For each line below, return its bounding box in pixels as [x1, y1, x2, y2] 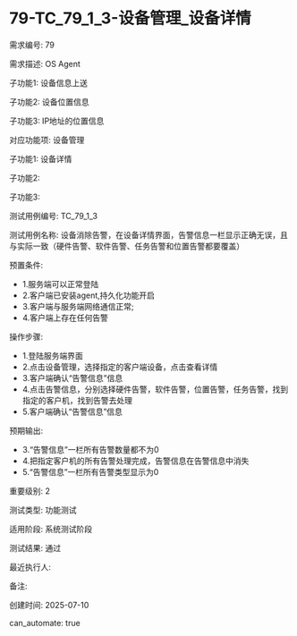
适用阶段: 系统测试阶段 [9, 523, 92, 534]
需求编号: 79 [9, 39, 55, 50]
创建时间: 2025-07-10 [9, 599, 89, 610]
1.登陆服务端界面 [21, 350, 83, 360]
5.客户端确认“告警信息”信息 [21, 406, 123, 417]
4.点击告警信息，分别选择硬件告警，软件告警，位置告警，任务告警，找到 [21, 384, 289, 394]
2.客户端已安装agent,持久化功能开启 [21, 290, 155, 301]
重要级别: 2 [9, 485, 51, 496]
